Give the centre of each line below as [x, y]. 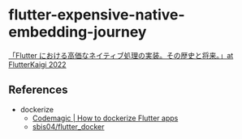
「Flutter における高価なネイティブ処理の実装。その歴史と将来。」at [121, 55]
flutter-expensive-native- [97, 15]
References [38, 90]
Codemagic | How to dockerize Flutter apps [105, 118]
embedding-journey [78, 32]
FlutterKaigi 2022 [37, 64]
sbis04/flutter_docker [68, 126]
